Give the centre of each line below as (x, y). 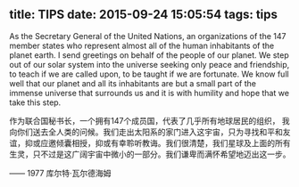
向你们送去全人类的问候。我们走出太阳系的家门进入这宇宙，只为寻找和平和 (146, 132)
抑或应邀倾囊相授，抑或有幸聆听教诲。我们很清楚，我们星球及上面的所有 (158, 142)
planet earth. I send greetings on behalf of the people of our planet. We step (149, 55)
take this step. (35, 102)
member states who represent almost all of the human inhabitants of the (142, 45)
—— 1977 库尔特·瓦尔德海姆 (60, 173)
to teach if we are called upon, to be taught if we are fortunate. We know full (149, 74)
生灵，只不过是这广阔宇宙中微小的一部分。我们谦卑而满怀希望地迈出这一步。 (150, 154)
